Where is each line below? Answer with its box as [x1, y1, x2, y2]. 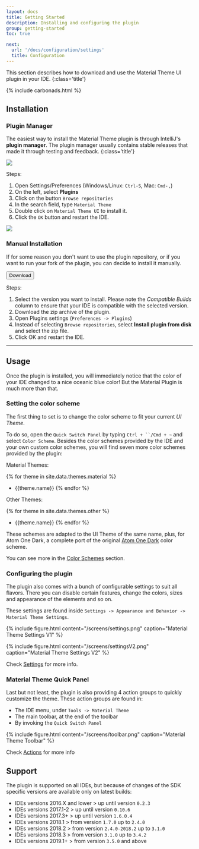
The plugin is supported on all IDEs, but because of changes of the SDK [6, 782, 182, 789]
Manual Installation [6, 240, 63, 248]
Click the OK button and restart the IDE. [14, 213, 110, 221]
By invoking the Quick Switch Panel [14, 719, 102, 727]
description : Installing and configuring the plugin [6, 20, 139, 26]
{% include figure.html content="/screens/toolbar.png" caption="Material [6, 731, 185, 738]
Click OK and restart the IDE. [14, 334, 85, 341]
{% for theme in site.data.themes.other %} [6, 507, 110, 514]
